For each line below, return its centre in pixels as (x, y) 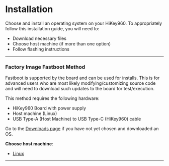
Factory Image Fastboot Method (45, 67)
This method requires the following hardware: (52, 98)
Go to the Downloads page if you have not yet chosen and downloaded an (82, 129)
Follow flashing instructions (41, 49)
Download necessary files (39, 38)
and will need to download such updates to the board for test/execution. (80, 89)
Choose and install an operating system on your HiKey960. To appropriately (84, 23)
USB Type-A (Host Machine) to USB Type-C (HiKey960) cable (77, 119)
